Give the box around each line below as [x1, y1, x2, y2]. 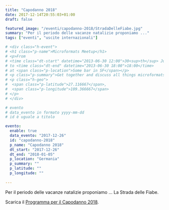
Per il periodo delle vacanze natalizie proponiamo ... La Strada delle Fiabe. [5, 189, 159, 195]
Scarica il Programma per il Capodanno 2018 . [5, 199, 99, 205]
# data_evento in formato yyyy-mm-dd [5, 110, 84, 115]
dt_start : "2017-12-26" [10, 147, 59, 152]
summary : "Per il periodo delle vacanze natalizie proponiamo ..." [5, 31, 150, 36]
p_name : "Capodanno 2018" [10, 142, 64, 147]
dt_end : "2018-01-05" [10, 152, 55, 157]
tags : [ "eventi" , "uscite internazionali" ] [5, 35, 98, 40]
